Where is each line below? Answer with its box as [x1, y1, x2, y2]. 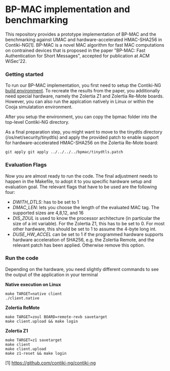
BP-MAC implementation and [5, 4, 131, 15]
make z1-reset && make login [5, 351, 67, 356]
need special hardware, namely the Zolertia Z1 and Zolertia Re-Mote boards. [5, 93, 164, 99]
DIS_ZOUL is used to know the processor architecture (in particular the [12, 215, 160, 221]
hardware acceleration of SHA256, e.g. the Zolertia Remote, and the [12, 237, 154, 243]
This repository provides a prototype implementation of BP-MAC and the [5, 31, 156, 37]
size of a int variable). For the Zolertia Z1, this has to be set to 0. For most [12, 220, 165, 226]
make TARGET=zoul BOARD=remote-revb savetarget [5, 314, 108, 319]
